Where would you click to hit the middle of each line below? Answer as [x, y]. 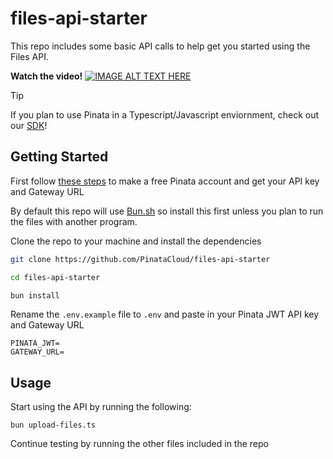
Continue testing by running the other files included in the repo [139, 444]
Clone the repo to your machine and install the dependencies [136, 241]
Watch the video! [46, 76]
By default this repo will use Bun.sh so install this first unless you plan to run [167, 211]
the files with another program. [74, 221]
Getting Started [59, 157]
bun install [35, 295]
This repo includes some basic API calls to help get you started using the [160, 46]
